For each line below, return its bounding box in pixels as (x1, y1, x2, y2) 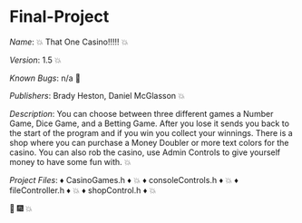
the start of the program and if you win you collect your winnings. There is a (9, 127, 293, 138)
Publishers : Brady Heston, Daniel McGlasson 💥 (9, 90, 186, 101)
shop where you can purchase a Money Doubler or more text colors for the (9, 137, 289, 148)
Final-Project (9, 6, 110, 27)
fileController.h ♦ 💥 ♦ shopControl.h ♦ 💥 (9, 184, 157, 196)
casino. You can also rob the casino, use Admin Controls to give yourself (9, 147, 281, 158)
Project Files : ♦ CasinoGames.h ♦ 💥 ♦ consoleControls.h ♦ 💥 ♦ (9, 174, 239, 185)
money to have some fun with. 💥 (9, 156, 132, 167)
